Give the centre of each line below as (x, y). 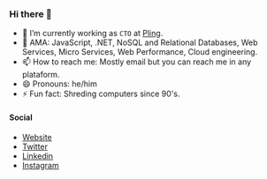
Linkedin (38, 156)
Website (37, 137)
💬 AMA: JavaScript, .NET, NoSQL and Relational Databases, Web (140, 42)
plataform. (41, 75)
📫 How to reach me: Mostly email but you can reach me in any (137, 62)
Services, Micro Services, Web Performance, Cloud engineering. (140, 52)
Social (21, 117)
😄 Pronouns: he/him (59, 84)
